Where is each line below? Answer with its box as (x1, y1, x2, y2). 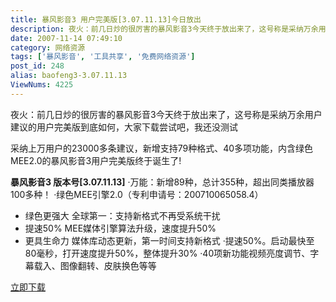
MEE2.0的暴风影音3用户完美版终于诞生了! (10, 154, 182, 166)
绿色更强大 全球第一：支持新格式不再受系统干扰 (24, 209, 221, 221)
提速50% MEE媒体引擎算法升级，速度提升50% (24, 222, 217, 234)
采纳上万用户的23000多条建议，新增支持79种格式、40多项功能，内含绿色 (10, 142, 314, 154)
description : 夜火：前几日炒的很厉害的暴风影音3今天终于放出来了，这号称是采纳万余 (10, 24, 319, 34)
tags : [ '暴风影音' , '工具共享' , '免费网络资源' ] (10, 52, 196, 62)
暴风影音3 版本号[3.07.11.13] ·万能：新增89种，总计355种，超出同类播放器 (10, 176, 315, 188)
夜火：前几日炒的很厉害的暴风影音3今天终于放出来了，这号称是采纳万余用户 (10, 108, 323, 120)
